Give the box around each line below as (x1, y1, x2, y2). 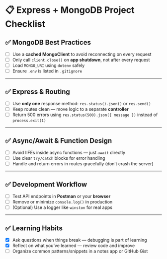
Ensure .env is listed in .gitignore (12, 68, 83, 74)
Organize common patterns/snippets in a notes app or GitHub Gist (12, 248, 148, 254)
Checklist (5, 18, 46, 30)
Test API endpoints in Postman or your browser (12, 194, 111, 199)
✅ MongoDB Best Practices (5, 38, 91, 47)
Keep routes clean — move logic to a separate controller (12, 106, 129, 112)
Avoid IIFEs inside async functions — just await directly (12, 150, 126, 156)
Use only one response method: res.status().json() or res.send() (12, 101, 151, 107)
